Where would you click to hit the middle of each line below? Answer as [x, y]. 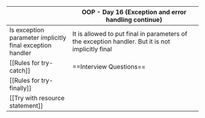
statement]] [26, 105]
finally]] [20, 88]
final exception [31, 45]
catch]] [20, 71]
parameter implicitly [38, 38]
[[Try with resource [37, 98]
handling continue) [134, 20]
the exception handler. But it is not [121, 41]
